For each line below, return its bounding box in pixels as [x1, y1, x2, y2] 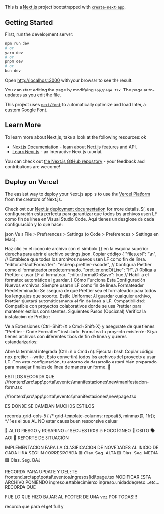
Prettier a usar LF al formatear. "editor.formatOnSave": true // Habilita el [5, 272, 149, 277]
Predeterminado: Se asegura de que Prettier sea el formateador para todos [5, 287, 157, 293]
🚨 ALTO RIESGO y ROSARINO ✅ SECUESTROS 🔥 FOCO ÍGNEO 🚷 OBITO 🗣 [5, 427, 155, 433]
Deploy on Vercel [5, 178, 59, 186]
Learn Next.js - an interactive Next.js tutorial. [12, 149, 103, 154]
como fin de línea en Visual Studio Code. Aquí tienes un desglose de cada [5, 216, 154, 222]
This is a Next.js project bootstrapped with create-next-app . [5, 4, 126, 10]
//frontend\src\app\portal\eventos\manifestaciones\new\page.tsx [5, 393, 136, 399]
